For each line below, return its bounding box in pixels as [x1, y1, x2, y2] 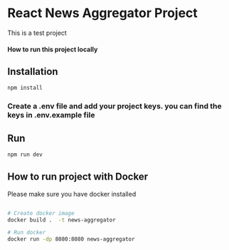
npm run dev [7, 151, 43, 158]
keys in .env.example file [7, 110, 95, 120]
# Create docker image [7, 209, 75, 217]
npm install [7, 84, 43, 92]
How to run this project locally [7, 45, 98, 53]
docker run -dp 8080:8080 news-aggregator [7, 236, 135, 243]
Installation [7, 66, 58, 78]
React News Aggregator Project [7, 5, 198, 21]
